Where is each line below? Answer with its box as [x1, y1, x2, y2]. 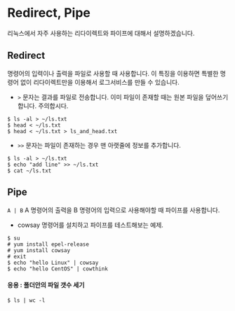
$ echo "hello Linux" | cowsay [7, 259, 99, 266]
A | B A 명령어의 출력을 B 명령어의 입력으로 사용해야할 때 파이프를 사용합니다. [7, 205, 220, 214]
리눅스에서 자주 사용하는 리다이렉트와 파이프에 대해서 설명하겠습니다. [7, 29, 195, 37]
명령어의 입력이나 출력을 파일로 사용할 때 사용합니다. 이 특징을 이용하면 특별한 [7, 69, 219, 78]
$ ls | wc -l [7, 296, 46, 304]
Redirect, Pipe [7, 5, 91, 21]
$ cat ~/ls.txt [7, 167, 52, 174]
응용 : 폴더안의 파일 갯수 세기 [7, 281, 85, 289]
